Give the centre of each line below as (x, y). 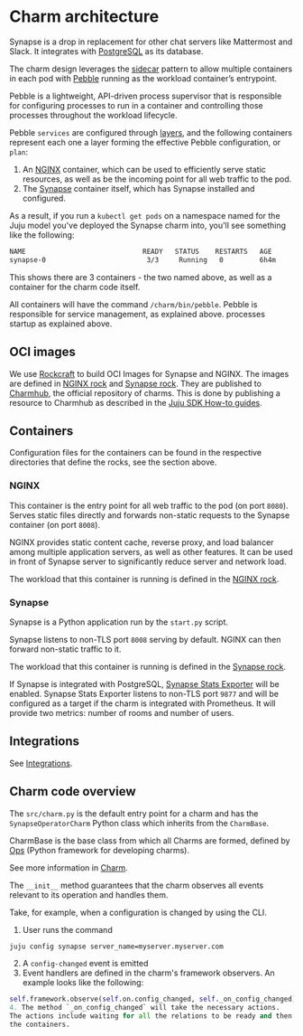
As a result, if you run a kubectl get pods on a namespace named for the (145, 215)
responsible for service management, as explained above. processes (138, 314)
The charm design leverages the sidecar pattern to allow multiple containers (151, 69)
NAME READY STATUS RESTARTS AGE (141, 251)
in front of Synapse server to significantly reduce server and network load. (148, 561)
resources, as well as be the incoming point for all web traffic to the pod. (157, 179)
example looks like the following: (83, 983)
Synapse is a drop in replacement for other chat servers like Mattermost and (151, 42)
